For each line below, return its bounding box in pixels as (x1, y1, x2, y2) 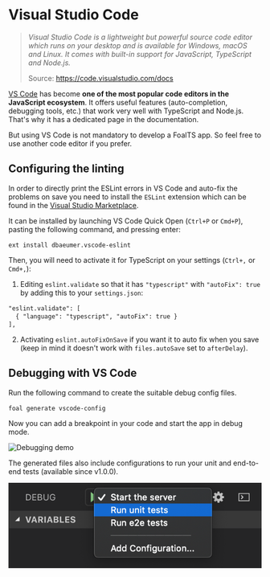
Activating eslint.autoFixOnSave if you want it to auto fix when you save (19, 334, 260, 344)
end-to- (232, 458, 260, 468)
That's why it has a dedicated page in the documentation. (8, 114, 199, 124)
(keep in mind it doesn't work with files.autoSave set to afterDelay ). (19, 343, 248, 353)
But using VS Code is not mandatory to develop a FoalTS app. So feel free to (8, 130, 262, 140)
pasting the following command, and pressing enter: (8, 224, 181, 234)
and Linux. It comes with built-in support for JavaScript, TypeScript (27, 49, 252, 59)
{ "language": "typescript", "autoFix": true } (15, 312, 178, 321)
